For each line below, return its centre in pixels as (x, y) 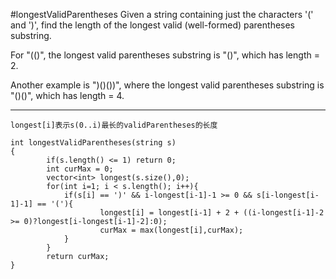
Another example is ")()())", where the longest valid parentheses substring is (167, 85)
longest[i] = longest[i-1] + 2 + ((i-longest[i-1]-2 (212, 213)
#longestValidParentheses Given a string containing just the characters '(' (162, 14)
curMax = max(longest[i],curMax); (171, 230)
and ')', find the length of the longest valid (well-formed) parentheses (153, 25)
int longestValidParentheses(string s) (93, 143)
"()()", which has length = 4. (67, 95)
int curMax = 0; (80, 169)
